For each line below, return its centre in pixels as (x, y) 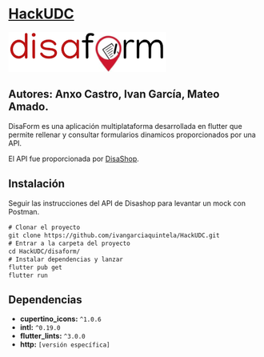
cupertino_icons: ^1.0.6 (60, 319)
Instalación (37, 184)
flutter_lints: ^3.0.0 (52, 336)
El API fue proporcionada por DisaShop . (74, 158)
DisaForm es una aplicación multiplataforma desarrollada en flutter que (125, 126)
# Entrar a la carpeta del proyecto (69, 243)
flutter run (28, 275)
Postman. (24, 211)
